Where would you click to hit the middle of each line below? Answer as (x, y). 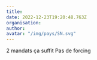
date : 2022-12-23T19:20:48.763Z (46, 17)
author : (16, 28)
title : (14, 12)
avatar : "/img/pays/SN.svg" (41, 34)
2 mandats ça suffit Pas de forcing (48, 50)
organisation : (24, 23)
